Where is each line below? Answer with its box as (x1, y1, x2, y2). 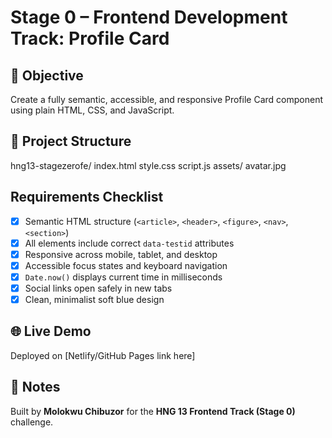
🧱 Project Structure (10, 133, 132, 150)
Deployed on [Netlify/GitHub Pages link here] (10, 349, 196, 361)
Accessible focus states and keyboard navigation (24, 259, 228, 271)
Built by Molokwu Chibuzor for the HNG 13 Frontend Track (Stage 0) (10, 405, 296, 417)
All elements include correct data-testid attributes (24, 237, 235, 249)
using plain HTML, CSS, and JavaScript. (10, 104, 175, 116)
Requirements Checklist (10, 189, 164, 206)
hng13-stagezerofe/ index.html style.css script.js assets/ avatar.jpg (10, 159, 287, 171)
